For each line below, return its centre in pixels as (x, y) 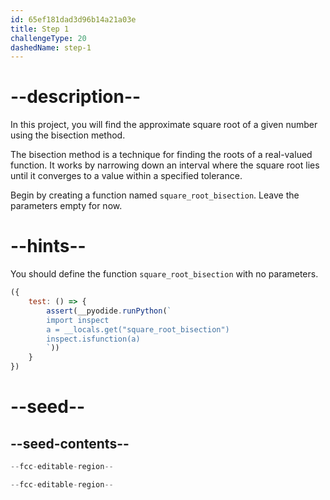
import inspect (78, 320)
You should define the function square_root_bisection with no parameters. (164, 274)
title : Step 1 (40, 29)
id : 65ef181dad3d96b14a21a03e (73, 19)
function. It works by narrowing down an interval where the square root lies (165, 165)
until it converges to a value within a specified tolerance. (126, 176)
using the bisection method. (68, 135)
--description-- (76, 97)
